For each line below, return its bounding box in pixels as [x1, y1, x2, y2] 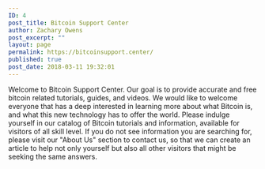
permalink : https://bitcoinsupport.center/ [8, 48, 154, 56]
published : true [8, 56, 62, 64]
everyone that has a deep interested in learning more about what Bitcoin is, [8, 101, 253, 111]
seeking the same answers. [8, 152, 97, 161]
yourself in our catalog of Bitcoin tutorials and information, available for [8, 118, 240, 127]
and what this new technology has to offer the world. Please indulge [8, 110, 230, 119]
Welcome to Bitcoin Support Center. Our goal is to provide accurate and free [8, 84, 257, 94]
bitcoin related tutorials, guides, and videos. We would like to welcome [8, 92, 238, 103]
